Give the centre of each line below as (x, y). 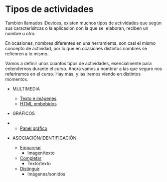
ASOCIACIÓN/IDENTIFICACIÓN (44, 138)
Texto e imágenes (38, 98)
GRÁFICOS (23, 113)
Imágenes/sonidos (46, 174)
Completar (31, 158)
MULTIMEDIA (26, 89)
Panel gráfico (33, 128)
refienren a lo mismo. (27, 54)
